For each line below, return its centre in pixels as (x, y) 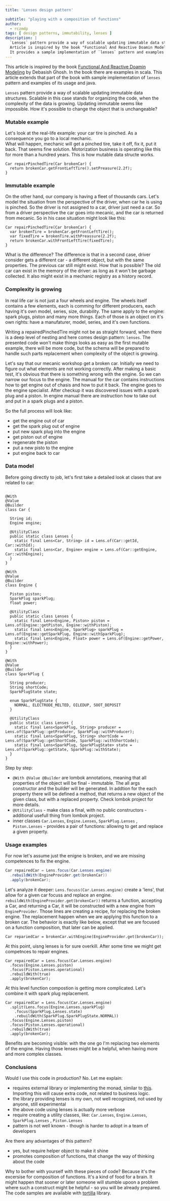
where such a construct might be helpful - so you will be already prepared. (83, 1188)
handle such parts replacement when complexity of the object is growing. (82, 353)
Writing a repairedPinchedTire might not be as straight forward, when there (83, 332)
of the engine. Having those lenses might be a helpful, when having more (81, 1048)
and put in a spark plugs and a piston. (45, 401)
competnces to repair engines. (37, 951)
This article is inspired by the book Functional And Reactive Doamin (76, 66)
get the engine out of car (38, 421)
